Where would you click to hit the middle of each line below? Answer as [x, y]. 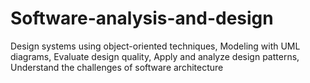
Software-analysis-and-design [142, 18]
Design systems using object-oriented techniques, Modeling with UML [155, 46]
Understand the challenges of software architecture [117, 67]
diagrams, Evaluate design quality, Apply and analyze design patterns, [155, 56]
